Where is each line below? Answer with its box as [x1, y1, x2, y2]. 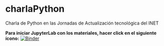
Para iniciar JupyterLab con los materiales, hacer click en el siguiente [5, 30, 157, 36]
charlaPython [5, 3, 65, 15]
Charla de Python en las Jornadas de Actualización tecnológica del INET [5, 20, 159, 26]
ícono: [5, 35, 20, 41]
